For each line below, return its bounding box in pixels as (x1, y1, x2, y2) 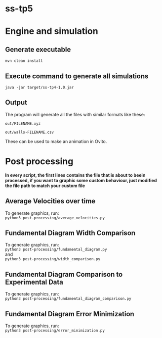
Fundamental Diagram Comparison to (5, 270, 123, 279)
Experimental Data (5, 278, 63, 286)
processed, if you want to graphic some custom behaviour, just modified (5, 177, 157, 183)
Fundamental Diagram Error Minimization (5, 310, 134, 318)
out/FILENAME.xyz (5, 121, 41, 126)
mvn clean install (5, 58, 43, 63)
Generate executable (5, 45, 71, 53)
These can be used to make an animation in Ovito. (5, 138, 107, 144)
